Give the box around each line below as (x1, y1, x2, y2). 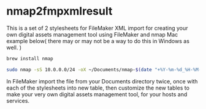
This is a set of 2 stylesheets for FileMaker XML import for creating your (6, 24, 188, 32)
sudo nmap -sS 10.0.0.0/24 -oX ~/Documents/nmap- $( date (6, 66, 152, 72)
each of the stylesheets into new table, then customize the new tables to (6, 84, 190, 91)
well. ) (6, 44, 22, 51)
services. (6, 97, 29, 104)
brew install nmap (6, 55, 53, 62)
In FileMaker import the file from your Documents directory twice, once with (6, 77, 198, 85)
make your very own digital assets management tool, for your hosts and (6, 90, 188, 98)
